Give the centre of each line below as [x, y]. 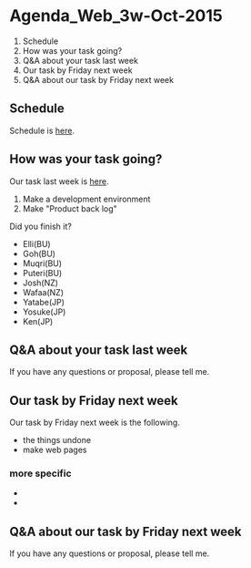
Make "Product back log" [70, 208]
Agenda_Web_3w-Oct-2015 [116, 16]
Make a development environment [86, 199]
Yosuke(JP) [44, 312]
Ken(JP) [38, 321]
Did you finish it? [41, 226]
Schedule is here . [42, 130]
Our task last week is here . [59, 181]
